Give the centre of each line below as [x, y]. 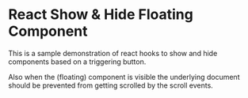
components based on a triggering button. [77, 62]
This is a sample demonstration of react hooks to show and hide [113, 53]
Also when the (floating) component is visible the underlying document [124, 77]
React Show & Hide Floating [101, 15]
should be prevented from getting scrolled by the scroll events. [111, 85]
